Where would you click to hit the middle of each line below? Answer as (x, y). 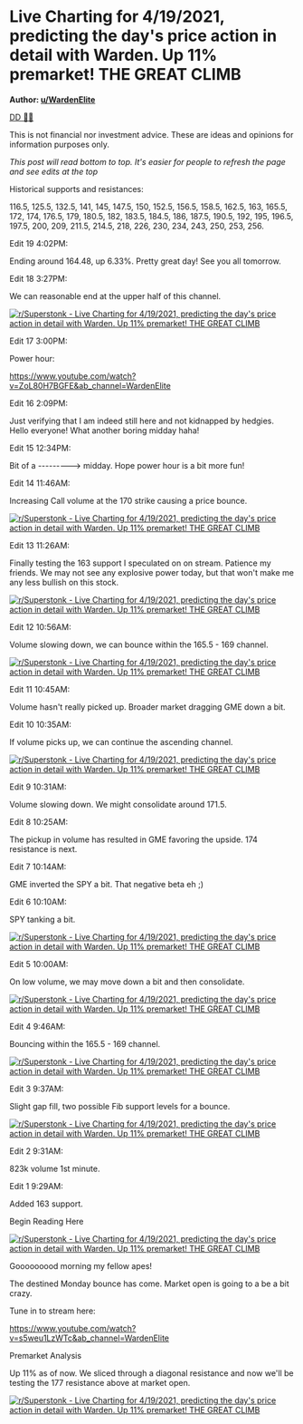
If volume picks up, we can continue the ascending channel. (121, 741)
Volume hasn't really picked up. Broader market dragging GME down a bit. (148, 707)
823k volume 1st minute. (55, 1168)
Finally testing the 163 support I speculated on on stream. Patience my (140, 563)
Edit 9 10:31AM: (38, 787)
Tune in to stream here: (53, 1311)
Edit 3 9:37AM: (37, 1089)
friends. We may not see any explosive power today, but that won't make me (151, 572)
